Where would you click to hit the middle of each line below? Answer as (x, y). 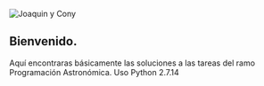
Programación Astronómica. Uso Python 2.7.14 (95, 72)
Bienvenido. (43, 41)
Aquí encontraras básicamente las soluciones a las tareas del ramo (132, 63)
